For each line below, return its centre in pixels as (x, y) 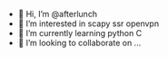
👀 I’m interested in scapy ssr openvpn (89, 24)
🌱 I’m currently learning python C (80, 33)
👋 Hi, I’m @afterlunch (58, 14)
